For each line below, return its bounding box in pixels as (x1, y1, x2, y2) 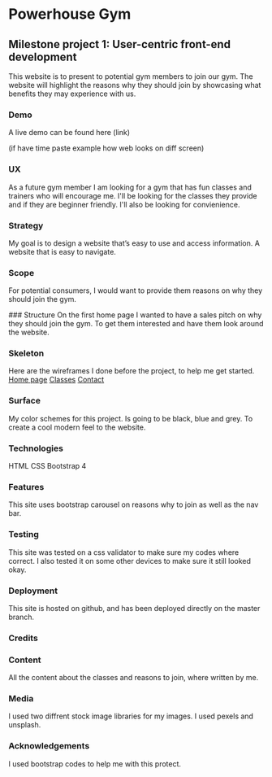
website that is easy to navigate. (8, 247, 116, 256)
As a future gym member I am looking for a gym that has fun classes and (8, 182, 252, 192)
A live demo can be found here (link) (8, 128, 131, 138)
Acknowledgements (8, 740, 90, 752)
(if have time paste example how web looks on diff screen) (8, 143, 205, 153)
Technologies (8, 443, 63, 454)
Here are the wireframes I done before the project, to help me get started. (8, 366, 255, 376)
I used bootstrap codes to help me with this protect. (8, 758, 181, 769)
